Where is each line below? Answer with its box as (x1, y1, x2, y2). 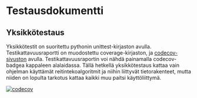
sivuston (6, 56, 27, 62)
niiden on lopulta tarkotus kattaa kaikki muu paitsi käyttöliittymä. (6, 75, 162, 81)
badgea (6, 62, 25, 69)
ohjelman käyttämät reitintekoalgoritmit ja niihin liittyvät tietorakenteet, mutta (6, 68, 191, 75)
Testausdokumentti (6, 4, 104, 18)
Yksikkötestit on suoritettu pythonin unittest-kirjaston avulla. (6, 43, 152, 50)
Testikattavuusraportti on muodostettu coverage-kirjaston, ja (6, 49, 153, 56)
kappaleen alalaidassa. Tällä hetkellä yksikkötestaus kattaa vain (25, 62, 180, 69)
